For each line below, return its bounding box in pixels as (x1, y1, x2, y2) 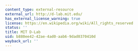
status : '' (5, 25, 28, 30)
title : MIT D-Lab (5, 30, 41, 34)
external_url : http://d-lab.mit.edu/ (5, 12, 83, 17)
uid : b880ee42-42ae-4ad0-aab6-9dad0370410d (5, 34, 96, 39)
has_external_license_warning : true (5, 16, 80, 21)
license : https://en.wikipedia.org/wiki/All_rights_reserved (5, 20, 134, 26)
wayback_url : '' (5, 39, 38, 44)
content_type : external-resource (5, 7, 74, 12)
